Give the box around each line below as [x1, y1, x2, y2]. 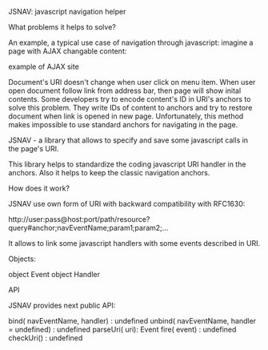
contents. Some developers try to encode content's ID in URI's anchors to [8, 95, 251, 103]
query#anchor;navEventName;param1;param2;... [8, 223, 169, 232]
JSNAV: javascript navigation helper [8, 7, 126, 16]
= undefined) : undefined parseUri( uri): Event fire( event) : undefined [8, 324, 237, 334]
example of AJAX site [8, 62, 80, 71]
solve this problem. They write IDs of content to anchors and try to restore [8, 103, 253, 112]
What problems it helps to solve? [8, 22, 116, 31]
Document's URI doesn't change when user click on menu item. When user [8, 78, 256, 86]
